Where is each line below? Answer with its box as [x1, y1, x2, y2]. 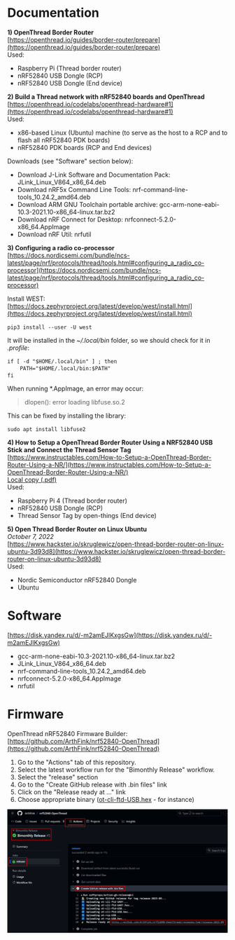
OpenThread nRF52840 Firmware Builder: [7, 729, 128, 737]
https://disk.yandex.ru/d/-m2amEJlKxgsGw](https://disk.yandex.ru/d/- [9, 631, 213, 639]
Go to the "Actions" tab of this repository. [17, 758, 136, 766]
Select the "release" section [17, 772, 99, 781]
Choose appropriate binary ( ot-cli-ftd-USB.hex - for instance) [17, 795, 194, 803]
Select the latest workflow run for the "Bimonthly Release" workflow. [17, 765, 215, 774]
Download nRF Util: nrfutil [17, 230, 92, 238]
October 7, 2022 [7, 532, 55, 540]
